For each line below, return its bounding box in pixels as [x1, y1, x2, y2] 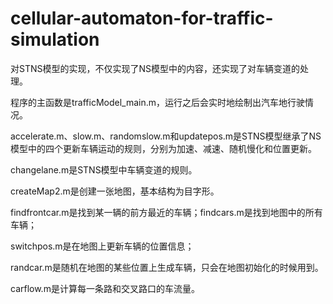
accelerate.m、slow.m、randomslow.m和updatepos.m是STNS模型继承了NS [10, 130, 322, 142]
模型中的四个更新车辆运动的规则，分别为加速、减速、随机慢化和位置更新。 [10, 142, 317, 154]
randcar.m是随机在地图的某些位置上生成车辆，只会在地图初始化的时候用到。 [10, 261, 324, 273]
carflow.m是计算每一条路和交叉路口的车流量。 [10, 282, 200, 294]
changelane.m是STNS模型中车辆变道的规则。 [10, 163, 198, 176]
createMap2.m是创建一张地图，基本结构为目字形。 [10, 185, 220, 197]
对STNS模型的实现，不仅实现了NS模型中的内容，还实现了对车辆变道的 [10, 62, 301, 74]
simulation [10, 28, 100, 51]
